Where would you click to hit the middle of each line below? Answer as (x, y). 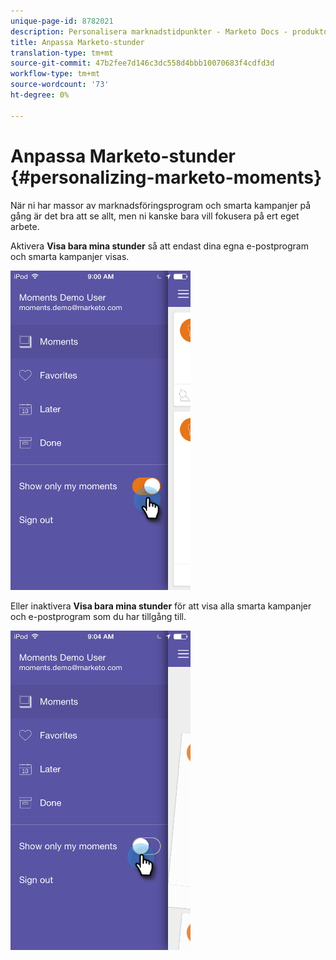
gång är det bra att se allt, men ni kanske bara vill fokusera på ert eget (155, 216)
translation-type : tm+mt (62, 53)
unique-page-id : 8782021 (62, 21)
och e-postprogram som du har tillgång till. (98, 616)
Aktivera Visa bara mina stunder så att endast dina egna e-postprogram (159, 246)
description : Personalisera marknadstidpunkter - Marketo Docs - (149, 31)
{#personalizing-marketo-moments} (166, 177)
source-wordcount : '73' (60, 85)
